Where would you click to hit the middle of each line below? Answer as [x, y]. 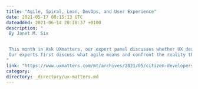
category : [18, 71]
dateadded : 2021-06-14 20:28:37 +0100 [54, 22]
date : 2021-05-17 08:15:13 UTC [44, 17]
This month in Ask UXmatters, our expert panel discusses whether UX [96, 50]
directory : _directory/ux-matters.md [52, 77]
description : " [25, 28]
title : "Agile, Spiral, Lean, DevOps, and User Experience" [82, 11]
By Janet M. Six [29, 34]
